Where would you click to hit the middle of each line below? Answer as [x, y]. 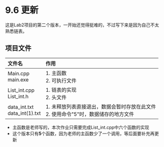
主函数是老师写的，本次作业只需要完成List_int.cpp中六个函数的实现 [81, 127]
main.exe [18, 79]
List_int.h [18, 96]
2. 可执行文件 [61, 80]
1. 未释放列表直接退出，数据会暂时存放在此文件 [101, 106]
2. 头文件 [56, 97]
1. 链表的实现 [61, 90]
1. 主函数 [56, 73]
